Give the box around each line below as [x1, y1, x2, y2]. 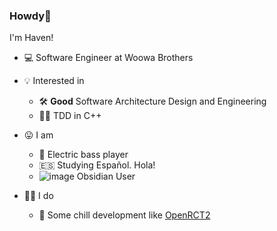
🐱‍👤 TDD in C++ [38, 110, 102, 122]
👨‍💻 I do [23, 190, 54, 202]
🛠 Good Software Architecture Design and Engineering [38, 95, 267, 108]
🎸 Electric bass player [38, 149, 129, 161]
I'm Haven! [9, 32, 54, 44]
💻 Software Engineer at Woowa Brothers [23, 52, 194, 64]
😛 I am [23, 129, 54, 141]
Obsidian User [76, 170, 136, 183]
